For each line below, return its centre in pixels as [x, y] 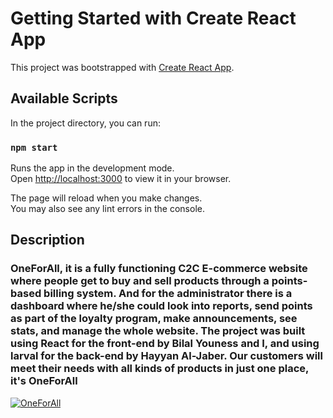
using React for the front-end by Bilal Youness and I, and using [165, 344]
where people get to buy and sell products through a [140, 281]
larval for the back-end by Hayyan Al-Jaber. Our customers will [166, 356]
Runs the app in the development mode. [92, 168]
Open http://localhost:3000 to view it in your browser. [121, 179]
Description [47, 240]
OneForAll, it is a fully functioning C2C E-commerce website [159, 269]
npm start [34, 147]
